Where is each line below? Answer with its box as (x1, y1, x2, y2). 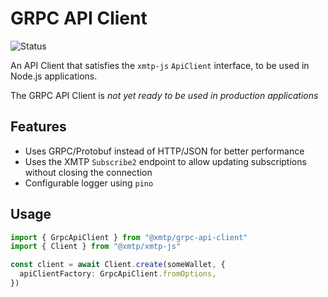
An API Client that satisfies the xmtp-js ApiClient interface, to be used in (10, 59, 310, 71)
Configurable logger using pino (24, 177, 154, 189)
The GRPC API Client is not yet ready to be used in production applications (10, 89, 319, 101)
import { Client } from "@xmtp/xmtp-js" (10, 242, 182, 252)
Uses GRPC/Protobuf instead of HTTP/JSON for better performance (24, 145, 305, 157)
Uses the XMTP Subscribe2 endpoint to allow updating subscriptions (24, 155, 307, 167)
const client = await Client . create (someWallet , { (10, 260, 226, 270)
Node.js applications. (10, 70, 98, 82)
